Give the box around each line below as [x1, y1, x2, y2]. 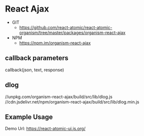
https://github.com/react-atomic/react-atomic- [19, 24, 113, 30]
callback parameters [5, 54, 69, 62]
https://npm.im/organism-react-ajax [19, 40, 91, 45]
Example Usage [5, 113, 53, 121]
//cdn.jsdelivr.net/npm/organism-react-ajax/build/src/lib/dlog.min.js [5, 99, 139, 105]
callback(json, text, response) [5, 67, 64, 73]
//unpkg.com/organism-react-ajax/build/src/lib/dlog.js [5, 93, 113, 100]
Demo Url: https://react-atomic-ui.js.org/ [5, 126, 86, 132]
